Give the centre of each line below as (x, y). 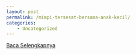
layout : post (23, 12)
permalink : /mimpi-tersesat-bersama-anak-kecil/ (68, 17)
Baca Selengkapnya (31, 45)
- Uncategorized (38, 28)
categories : (21, 23)
